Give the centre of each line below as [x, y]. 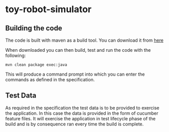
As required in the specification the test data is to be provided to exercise [82, 108]
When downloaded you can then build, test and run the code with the [78, 50]
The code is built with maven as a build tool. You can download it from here [84, 40]
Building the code [34, 28]
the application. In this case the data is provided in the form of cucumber [82, 113]
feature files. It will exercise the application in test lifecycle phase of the [80, 118]
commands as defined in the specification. [50, 79]
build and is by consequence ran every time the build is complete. [75, 124]
